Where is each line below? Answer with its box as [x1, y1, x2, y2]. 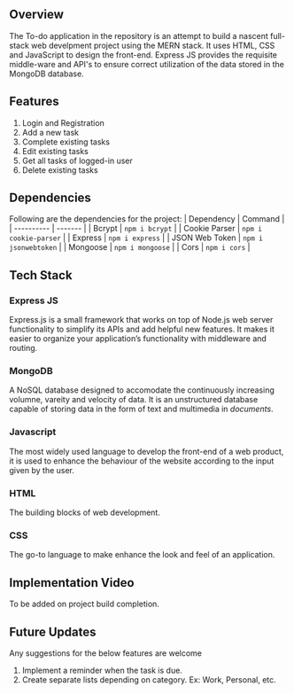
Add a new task [21, 127, 80, 137]
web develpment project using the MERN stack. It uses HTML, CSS [30, 40, 275, 51]
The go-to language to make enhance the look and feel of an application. [9, 550, 275, 560]
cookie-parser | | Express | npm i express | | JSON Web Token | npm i [9, 232, 263, 243]
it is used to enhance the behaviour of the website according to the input [9, 456, 275, 466]
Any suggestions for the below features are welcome [9, 647, 202, 659]
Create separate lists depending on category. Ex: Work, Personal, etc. [21, 674, 276, 685]
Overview [9, 7, 65, 22]
